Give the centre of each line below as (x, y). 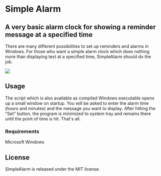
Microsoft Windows (25, 142)
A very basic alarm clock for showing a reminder (80, 27)
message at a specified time (49, 34)
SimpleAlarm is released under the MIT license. (53, 169)
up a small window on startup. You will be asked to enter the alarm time (77, 103)
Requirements (22, 131)
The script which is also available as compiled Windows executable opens (80, 98)
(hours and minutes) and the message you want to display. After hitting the (80, 108)
